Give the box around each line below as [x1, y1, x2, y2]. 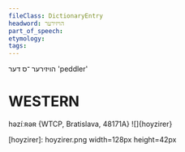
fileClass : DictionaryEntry [8, 11, 104, 20]
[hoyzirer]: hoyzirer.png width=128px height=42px [8, 135, 177, 145]
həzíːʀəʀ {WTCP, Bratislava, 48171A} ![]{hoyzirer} [8, 119, 173, 129]
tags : [8, 42, 27, 50]
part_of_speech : [8, 27, 63, 35]
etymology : [8, 34, 45, 43]
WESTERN [8, 92, 80, 111]
